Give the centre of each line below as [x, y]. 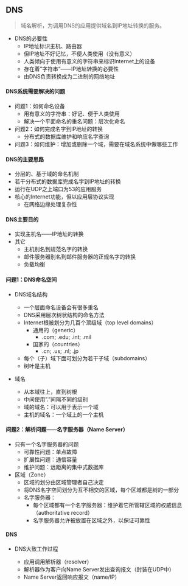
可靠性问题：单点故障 [50, 452]
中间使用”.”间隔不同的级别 [56, 399]
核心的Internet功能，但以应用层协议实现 [64, 197]
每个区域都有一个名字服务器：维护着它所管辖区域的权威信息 [107, 505]
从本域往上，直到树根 [50, 391]
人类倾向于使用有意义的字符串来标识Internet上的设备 [89, 61]
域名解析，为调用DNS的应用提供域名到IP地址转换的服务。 [93, 25]
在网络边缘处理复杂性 [50, 204]
